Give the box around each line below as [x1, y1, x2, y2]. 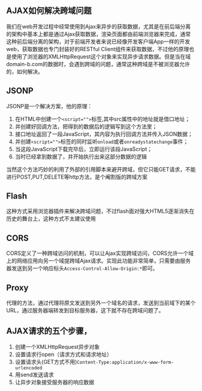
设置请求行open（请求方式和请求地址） [14, 351, 112, 358]
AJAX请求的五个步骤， [6, 326, 92, 336]
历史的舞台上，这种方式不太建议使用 [6, 215, 96, 223]
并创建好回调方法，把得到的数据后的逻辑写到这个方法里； [14, 123, 158, 130]
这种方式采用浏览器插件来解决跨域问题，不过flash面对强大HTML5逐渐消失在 [6, 208, 195, 215]
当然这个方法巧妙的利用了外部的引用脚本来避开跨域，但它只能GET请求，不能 [6, 165, 196, 173]
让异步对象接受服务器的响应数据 [14, 378, 94, 386]
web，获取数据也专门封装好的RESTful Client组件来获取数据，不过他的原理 [6, 45, 189, 52]
